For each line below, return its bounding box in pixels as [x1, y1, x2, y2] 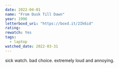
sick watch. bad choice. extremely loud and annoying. [5, 57, 115, 63]
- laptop [9, 39, 28, 44]
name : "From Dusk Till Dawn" [5, 12, 65, 17]
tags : [5, 35, 16, 40]
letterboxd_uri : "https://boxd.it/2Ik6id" [5, 21, 93, 26]
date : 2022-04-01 [5, 7, 41, 12]
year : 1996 [5, 16, 28, 21]
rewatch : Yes [5, 30, 32, 35]
